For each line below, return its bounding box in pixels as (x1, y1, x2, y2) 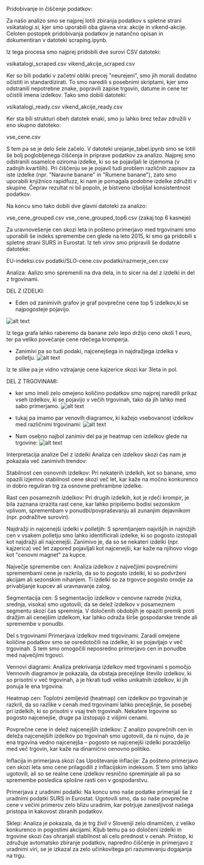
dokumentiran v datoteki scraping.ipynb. (6, 37, 108, 43)
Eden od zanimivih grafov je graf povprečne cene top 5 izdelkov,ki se (15, 299, 189, 306)
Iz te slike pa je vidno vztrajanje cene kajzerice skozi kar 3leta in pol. (6, 366, 178, 373)
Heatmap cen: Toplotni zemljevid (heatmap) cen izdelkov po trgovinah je (6, 695, 188, 702)
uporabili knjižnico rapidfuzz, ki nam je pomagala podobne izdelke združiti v (6, 178, 197, 185)
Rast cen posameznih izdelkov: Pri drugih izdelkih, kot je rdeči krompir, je (6, 494, 189, 501)
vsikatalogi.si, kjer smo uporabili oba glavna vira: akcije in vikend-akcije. (6, 24, 187, 31)
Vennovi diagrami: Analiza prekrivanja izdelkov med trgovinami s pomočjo (6, 663, 191, 670)
